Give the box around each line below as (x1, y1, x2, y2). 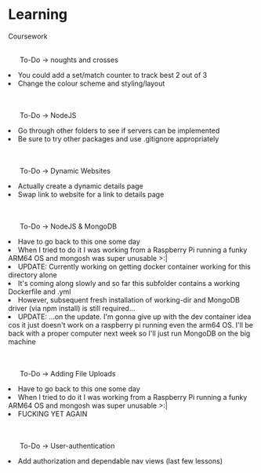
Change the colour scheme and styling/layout (18, 79, 165, 88)
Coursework (8, 31, 49, 41)
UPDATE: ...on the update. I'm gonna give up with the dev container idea (18, 312, 252, 321)
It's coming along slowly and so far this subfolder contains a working (18, 278, 241, 288)
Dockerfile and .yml (8, 287, 71, 296)
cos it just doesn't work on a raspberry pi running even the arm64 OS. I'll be (8, 320, 253, 329)
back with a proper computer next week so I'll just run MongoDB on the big (8, 328, 251, 338)
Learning (8, 5, 68, 24)
